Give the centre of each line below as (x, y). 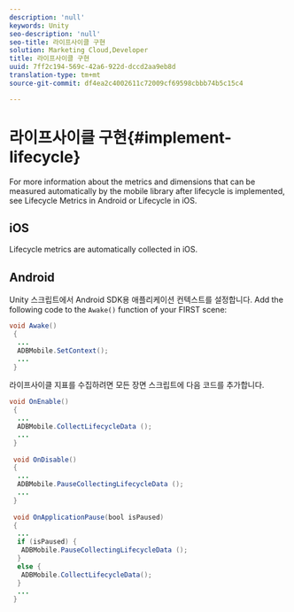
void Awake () (33, 326)
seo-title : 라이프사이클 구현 (58, 42)
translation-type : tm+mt (55, 75)
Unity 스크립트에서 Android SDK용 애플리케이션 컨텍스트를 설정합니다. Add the (146, 300)
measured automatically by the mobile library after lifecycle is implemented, (147, 190)
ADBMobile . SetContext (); (63, 351)
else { (29, 566)
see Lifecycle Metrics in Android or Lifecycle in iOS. (103, 200)
